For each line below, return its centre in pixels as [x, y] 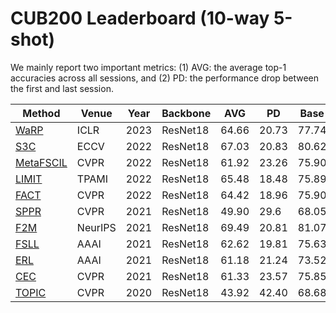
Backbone [186, 113]
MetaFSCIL [41, 162]
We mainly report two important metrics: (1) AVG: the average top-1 [148, 67]
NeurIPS [96, 227]
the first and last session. [62, 88]
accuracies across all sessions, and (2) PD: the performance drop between [164, 78]
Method [41, 113]
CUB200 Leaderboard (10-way [140, 18]
